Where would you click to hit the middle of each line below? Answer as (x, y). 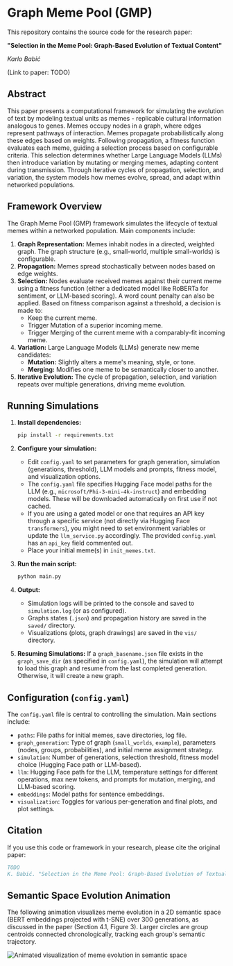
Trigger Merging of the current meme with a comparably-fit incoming (126, 332)
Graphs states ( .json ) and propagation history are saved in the (117, 618)
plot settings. (36, 808)
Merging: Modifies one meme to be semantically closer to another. (123, 369)
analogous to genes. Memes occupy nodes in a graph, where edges (104, 126)
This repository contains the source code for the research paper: (100, 32)
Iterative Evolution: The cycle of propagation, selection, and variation (117, 377)
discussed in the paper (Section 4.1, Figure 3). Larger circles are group (108, 927)
